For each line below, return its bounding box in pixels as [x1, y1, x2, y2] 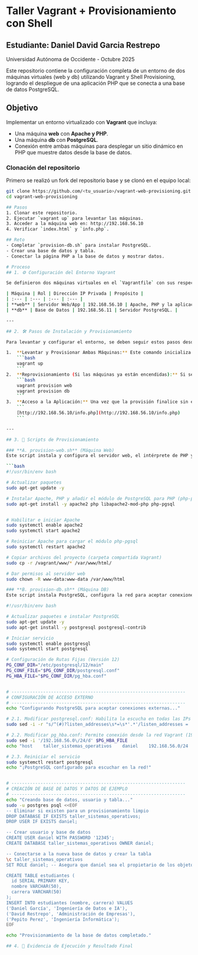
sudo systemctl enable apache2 [6, 523, 83, 528]
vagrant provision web [16, 382, 72, 388]
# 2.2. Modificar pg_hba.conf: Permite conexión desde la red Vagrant [6, 732, 183, 738]
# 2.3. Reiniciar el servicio [6, 754, 81, 759]
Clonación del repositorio [6, 163, 80, 171]
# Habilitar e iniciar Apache [6, 517, 81, 523]
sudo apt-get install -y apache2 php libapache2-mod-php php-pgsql [6, 501, 176, 507]
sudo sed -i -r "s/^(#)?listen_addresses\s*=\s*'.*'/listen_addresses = [6, 722, 189, 728]
